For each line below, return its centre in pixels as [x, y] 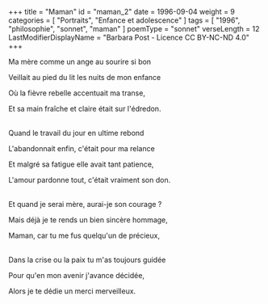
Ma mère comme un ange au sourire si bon [80, 61]
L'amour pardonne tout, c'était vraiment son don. [90, 180]
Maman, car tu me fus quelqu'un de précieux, [84, 235]
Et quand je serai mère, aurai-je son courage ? [85, 204]
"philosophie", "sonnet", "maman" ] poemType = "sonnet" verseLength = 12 [134, 29]
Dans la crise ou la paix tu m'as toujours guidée [87, 260]
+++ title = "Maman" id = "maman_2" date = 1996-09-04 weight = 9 [122, 12]
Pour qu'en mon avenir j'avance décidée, [77, 275]
